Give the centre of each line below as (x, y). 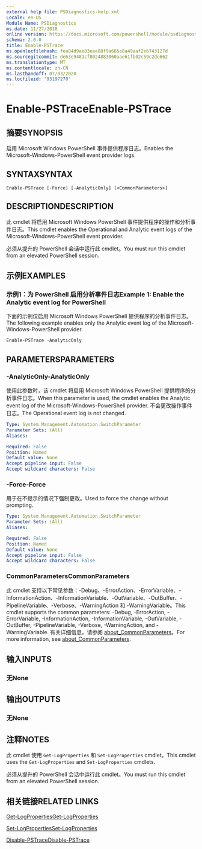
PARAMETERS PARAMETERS (60, 359)
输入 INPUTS (29, 659)
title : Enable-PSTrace (35, 46)
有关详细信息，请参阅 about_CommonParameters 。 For (118, 632)
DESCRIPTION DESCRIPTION (60, 207)
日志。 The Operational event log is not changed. (66, 413)
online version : (26, 34)
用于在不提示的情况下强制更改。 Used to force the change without (87, 498)
